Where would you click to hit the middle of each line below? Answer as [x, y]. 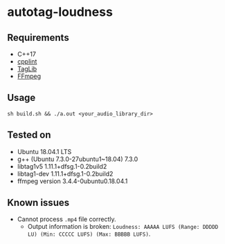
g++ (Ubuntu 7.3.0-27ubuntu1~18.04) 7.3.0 [78, 159]
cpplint [27, 62]
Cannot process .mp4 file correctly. [66, 219]
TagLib [27, 69]
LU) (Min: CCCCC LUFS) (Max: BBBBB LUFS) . [89, 234]
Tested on [29, 135]
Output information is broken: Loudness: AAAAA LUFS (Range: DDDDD [123, 227]
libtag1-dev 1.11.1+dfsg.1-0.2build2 [65, 173]
